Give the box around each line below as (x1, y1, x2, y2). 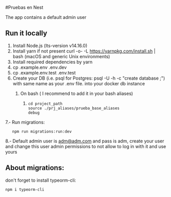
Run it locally (5, 29, 47, 38)
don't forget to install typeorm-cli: (5, 177, 77, 183)
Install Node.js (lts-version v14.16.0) (12, 42, 88, 48)
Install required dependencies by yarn (12, 59, 93, 65)
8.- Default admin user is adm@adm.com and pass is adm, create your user (5, 138, 164, 144)
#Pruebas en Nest (5, 5, 43, 10)
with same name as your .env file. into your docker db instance (12, 80, 145, 86)
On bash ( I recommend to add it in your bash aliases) (20, 90, 133, 96)
